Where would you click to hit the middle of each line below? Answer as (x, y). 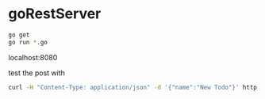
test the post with (37, 73)
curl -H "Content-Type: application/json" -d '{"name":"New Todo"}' (124, 87)
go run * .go (28, 42)
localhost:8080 (33, 57)
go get (19, 35)
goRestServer (55, 14)
